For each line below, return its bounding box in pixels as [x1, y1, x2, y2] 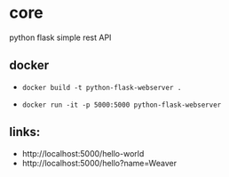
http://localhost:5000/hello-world [21, 148, 145, 158]
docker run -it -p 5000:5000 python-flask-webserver [21, 101, 222, 109]
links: [9, 125, 41, 140]
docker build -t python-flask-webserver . [21, 83, 182, 92]
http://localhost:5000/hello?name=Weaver [21, 157, 178, 168]
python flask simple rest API [9, 32, 112, 43]
